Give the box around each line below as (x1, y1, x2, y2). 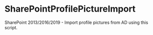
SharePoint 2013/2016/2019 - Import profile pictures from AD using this (4, 19, 148, 25)
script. (4, 24, 18, 30)
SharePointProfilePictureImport (4, 3, 136, 15)
